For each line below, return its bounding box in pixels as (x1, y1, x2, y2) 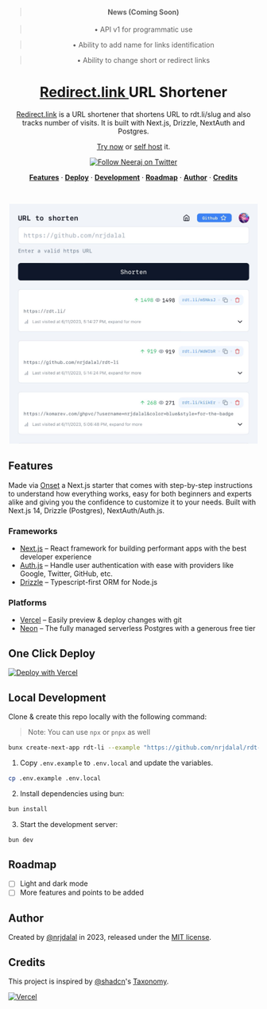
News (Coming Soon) (106, 7, 180, 17)
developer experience (19, 552, 92, 562)
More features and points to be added (19, 887, 145, 898)
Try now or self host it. (96, 142, 171, 152)
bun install (8, 805, 48, 813)
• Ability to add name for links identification (72, 41, 215, 50)
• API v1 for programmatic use (94, 25, 193, 34)
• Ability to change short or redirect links (76, 56, 211, 65)
